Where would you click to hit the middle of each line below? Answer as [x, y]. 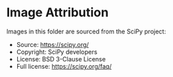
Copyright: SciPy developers [57, 52]
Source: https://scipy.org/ [53, 44]
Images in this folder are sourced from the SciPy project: [86, 31]
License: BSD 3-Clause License [61, 59]
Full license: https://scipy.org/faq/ [64, 66]
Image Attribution [58, 13]
